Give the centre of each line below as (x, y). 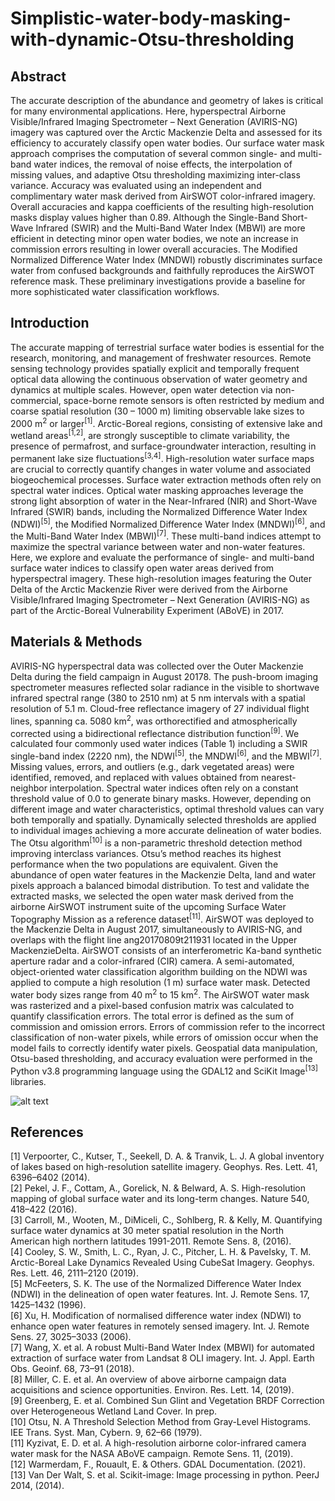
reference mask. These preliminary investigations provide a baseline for (158, 281)
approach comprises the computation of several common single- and (153, 153)
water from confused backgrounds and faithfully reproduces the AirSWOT (163, 270)
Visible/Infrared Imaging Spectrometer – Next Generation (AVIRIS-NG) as (160, 600)
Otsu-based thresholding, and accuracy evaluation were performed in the (161, 1058)
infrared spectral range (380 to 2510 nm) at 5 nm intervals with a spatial (158, 698)
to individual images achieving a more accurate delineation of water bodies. (166, 830)
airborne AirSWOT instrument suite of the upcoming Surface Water (148, 906)
